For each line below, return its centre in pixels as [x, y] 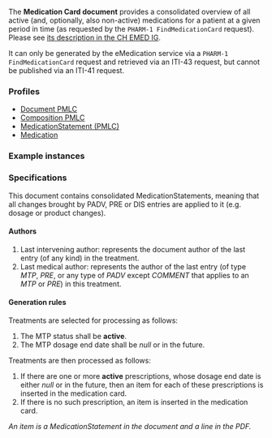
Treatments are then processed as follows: [80, 360]
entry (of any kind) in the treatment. [80, 258]
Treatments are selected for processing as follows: [93, 320]
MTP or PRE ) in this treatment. [71, 284]
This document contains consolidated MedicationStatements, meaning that [134, 195]
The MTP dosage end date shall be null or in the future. [112, 345]
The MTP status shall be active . [73, 336]
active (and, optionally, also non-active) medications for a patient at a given [134, 20]
